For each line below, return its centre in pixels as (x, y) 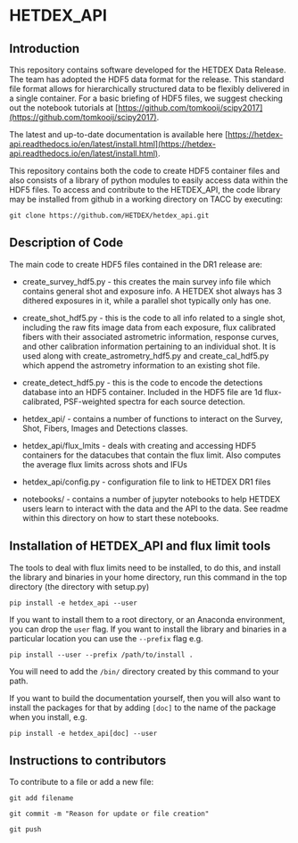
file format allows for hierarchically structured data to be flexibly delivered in (149, 89)
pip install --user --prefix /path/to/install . (101, 655)
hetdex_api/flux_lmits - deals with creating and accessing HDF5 (139, 445)
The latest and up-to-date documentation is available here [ (119, 134)
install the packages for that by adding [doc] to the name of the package (143, 707)
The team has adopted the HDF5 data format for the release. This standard (147, 79)
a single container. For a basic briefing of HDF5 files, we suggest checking (146, 98)
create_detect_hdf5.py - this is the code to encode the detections (142, 382)
